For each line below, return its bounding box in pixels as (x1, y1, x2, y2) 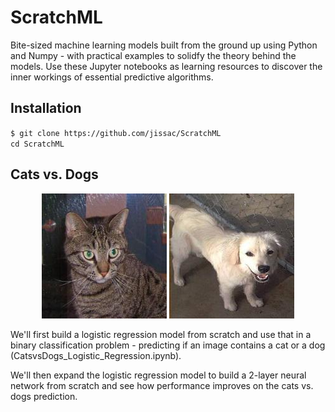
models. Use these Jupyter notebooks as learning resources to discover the (10, 60, 323, 72)
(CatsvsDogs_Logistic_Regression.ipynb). (10, 349, 182, 361)
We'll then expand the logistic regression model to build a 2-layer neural (10, 369, 307, 381)
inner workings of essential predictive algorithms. (10, 71, 214, 83)
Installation (10, 100, 82, 117)
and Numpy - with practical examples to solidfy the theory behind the (10, 49, 297, 61)
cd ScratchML (10, 139, 65, 149)
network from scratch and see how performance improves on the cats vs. (10, 379, 314, 391)
